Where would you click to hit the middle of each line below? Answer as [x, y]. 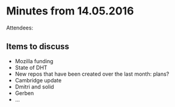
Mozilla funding [34, 61]
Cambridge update [38, 80]
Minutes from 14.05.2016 [70, 11]
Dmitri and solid [34, 87]
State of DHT [31, 67]
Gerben [24, 93]
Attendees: [20, 28]
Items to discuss [38, 47]
